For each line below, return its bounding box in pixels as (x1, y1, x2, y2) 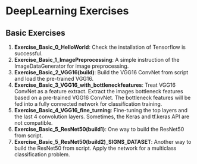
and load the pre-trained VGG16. (14, 75, 93, 82)
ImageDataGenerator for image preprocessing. (14, 62, 129, 70)
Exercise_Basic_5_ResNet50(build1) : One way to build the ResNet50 (14, 126, 185, 133)
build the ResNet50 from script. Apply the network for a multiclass (14, 144, 177, 152)
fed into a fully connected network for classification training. (14, 100, 162, 108)
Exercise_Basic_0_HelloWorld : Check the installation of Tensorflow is (14, 43, 186, 51)
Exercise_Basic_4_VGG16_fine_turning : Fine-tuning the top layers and (14, 107, 188, 113)
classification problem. (14, 151, 70, 158)
